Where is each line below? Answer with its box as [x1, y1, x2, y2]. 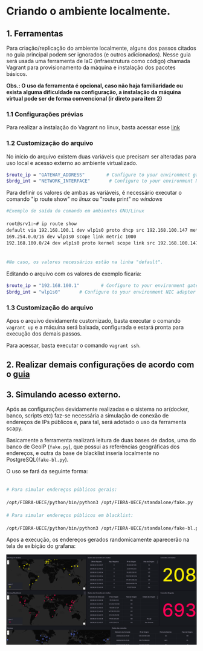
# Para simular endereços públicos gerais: [6, 487, 118, 493]
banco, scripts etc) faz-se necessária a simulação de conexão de [6, 412, 169, 419]
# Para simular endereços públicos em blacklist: [6, 512, 134, 518]
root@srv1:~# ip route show [6, 221, 77, 227]
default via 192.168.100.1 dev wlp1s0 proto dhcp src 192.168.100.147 [6, 227, 188, 233]
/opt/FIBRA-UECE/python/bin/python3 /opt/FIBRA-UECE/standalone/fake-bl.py [6, 525, 201, 531]
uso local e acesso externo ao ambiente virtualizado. [6, 159, 138, 166]
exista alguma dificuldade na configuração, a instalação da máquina [6, 89, 181, 95]
